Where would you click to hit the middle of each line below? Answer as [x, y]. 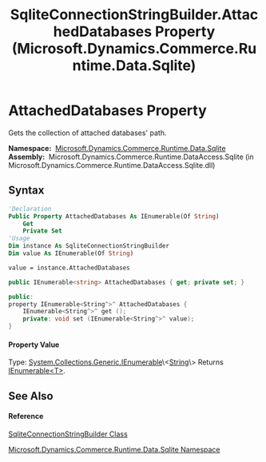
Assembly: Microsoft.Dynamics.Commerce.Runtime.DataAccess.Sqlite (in [131, 157]
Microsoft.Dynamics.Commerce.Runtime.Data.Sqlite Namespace [115, 449]
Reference [26, 416]
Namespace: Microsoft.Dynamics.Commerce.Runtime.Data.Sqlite [117, 148]
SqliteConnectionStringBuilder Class [68, 434]
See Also [31, 396]
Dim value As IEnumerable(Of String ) [71, 253]
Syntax [26, 191]
